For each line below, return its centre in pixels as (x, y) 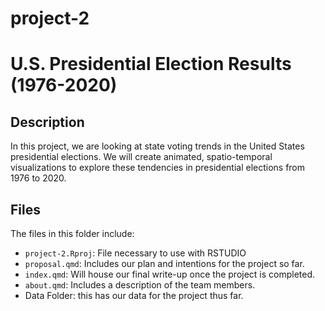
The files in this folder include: (72, 233)
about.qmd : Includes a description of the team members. (140, 285)
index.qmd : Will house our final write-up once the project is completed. (170, 274)
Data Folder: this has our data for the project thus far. (134, 295)
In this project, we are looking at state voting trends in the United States (157, 146)
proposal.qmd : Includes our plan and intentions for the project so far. (164, 263)
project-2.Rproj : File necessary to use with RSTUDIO (135, 253)
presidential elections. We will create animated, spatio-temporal (141, 157)
